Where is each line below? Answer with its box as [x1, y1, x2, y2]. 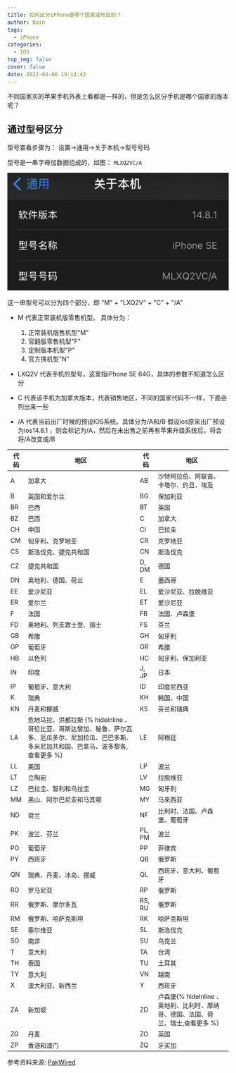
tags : [7, 26, 23, 33]
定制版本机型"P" [27, 345, 75, 354]
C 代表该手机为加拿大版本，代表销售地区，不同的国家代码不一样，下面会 [17, 393, 227, 402]
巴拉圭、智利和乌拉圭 [27, 785, 90, 793]
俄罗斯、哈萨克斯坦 [27, 914, 84, 923]
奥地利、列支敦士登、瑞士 [27, 620, 102, 629]
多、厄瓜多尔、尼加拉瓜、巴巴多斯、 [27, 733, 133, 742]
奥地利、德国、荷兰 [27, 576, 84, 584]
